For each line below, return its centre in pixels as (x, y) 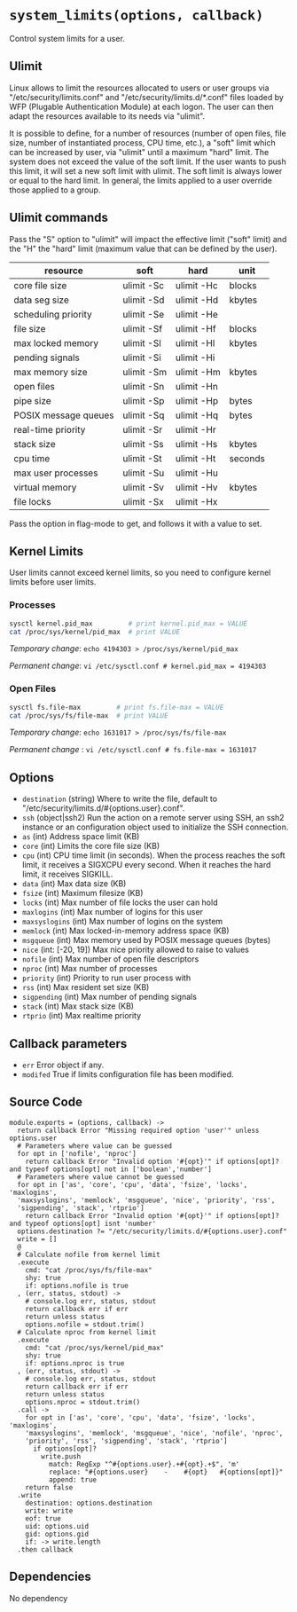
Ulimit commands (59, 218)
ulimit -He (197, 314)
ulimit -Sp (144, 400)
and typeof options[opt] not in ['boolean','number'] (111, 1169)
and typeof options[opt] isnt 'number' (83, 1223)
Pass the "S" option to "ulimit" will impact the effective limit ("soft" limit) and (148, 239)
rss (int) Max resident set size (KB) (86, 987)
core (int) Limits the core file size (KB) (91, 846)
